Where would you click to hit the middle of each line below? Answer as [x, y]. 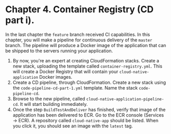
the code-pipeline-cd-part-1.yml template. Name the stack [75, 87]
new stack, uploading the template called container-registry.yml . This [87, 66]
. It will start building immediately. [53, 104]
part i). [20, 20]
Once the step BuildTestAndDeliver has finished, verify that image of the [89, 109]
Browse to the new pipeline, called [49, 99]
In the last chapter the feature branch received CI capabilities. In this [78, 34]
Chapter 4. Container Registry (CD [80, 9]
